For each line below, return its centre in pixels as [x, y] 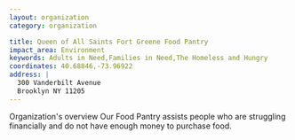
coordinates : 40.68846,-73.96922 [71, 66]
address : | [29, 75]
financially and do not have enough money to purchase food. [121, 126]
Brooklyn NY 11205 [52, 91]
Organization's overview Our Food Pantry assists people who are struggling [147, 116]
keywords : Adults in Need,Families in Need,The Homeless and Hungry [139, 58]
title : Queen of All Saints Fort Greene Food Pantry [109, 42]
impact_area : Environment [57, 50]
